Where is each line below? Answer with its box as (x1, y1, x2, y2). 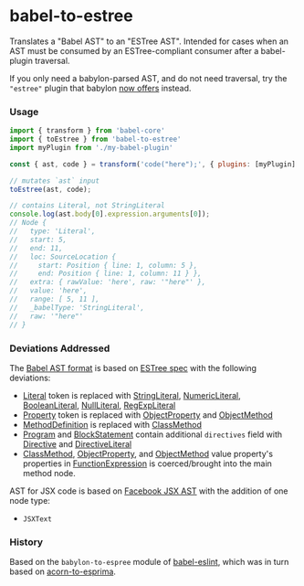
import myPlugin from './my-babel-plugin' (9, 143, 173, 152)
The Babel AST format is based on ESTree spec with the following (9, 362, 257, 373)
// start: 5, (9, 235, 68, 244)
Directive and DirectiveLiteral (22, 438, 132, 449)
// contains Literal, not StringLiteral (9, 201, 166, 210)
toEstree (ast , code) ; (9, 185, 92, 194)
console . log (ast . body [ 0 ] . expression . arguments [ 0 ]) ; (9, 209, 210, 219)
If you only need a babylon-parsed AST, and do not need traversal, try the (9, 72, 288, 83)
